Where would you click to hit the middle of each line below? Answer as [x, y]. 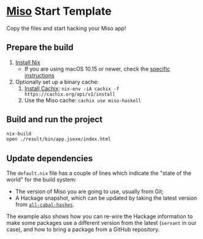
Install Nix [28, 62]
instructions [39, 75]
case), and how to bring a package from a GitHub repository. [83, 230]
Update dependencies [50, 158]
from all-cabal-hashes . [45, 205]
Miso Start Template [59, 11]
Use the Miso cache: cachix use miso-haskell [83, 100]
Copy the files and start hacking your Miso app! [66, 28]
